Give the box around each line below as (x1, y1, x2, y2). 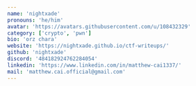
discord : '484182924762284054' (7, 55, 98, 62)
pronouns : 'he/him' (7, 17, 64, 24)
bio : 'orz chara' (7, 36, 58, 43)
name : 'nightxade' (7, 10, 60, 17)
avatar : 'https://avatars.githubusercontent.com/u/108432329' (7, 23, 191, 30)
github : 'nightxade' (7, 49, 67, 56)
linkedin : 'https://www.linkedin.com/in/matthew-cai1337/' (7, 62, 182, 69)
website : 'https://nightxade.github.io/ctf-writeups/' (7, 42, 170, 49)
